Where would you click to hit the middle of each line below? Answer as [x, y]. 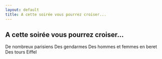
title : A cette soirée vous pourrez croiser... [56, 14]
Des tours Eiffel [21, 52]
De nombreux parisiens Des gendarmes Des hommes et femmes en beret [81, 47]
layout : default [22, 10]
